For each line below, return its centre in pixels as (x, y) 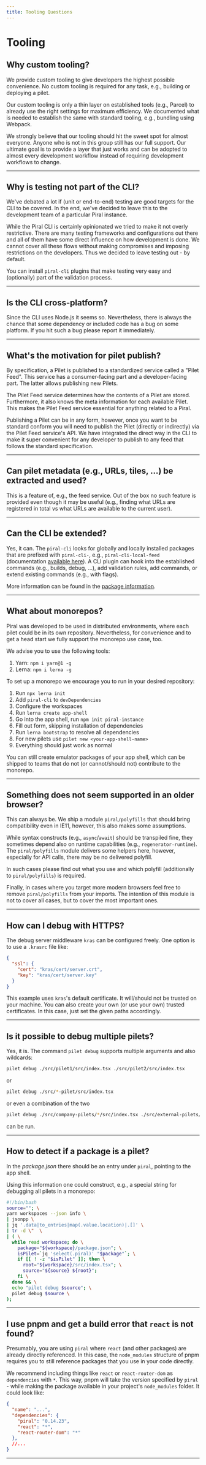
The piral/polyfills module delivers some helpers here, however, (91, 851)
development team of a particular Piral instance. (67, 215)
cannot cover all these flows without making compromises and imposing (98, 246)
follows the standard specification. (50, 446)
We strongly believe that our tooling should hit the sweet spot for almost (97, 136)
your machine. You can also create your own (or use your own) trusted (96, 1005)
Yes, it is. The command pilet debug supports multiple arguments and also (101, 1051)
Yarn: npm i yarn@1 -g (43, 663)
